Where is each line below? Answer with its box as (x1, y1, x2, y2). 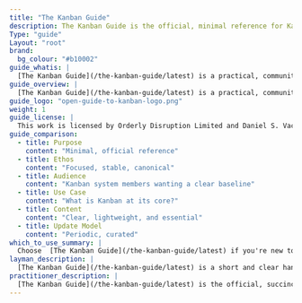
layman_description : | (9, 255, 94, 264)
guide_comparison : (9, 130, 78, 139)
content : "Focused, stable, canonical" (25, 163, 175, 172)
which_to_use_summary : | (9, 238, 102, 247)
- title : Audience (17, 171, 87, 180)
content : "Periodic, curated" (25, 229, 139, 238)
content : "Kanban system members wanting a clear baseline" (25, 180, 255, 189)
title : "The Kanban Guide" (9, 13, 111, 22)
